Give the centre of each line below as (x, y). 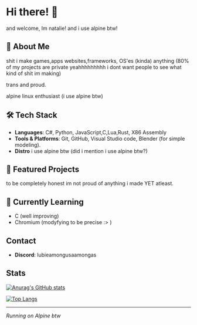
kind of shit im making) (34, 73)
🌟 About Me (28, 47)
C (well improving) (37, 216)
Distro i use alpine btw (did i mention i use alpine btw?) (81, 151)
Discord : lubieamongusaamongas (55, 255)
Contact (21, 241)
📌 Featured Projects (43, 169)
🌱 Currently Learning (45, 202)
